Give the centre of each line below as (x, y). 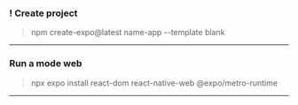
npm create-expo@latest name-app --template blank (128, 33)
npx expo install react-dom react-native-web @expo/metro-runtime (154, 83)
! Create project (43, 13)
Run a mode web (46, 64)
